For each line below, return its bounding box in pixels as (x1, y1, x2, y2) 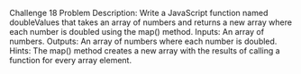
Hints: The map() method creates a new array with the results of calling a (9, 45, 281, 56)
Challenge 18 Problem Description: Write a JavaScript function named (9, 8, 269, 18)
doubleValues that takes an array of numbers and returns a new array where (9, 17, 293, 28)
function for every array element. (9, 55, 132, 65)
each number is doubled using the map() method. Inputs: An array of (9, 27, 264, 37)
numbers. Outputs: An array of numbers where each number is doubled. (9, 36, 278, 46)
